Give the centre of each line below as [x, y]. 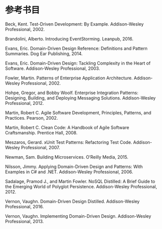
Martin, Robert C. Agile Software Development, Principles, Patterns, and [78, 113]
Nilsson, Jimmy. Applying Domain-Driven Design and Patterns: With [74, 166]
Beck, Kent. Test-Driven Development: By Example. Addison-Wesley [75, 24]
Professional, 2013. [24, 221]
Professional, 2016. [24, 206]
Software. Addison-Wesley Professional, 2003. [53, 68]
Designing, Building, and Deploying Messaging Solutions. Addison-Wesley [81, 98]
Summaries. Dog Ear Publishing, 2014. [44, 53]
